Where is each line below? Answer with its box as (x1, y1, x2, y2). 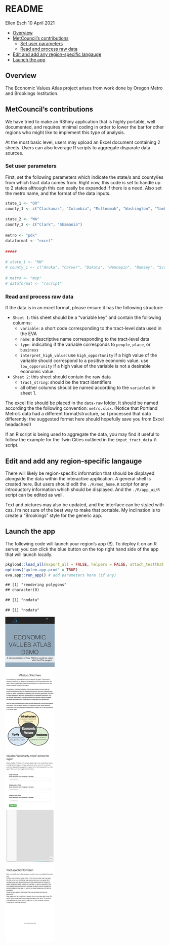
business (20, 348, 39, 353)
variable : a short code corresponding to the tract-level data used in (20, 325, 162, 332)
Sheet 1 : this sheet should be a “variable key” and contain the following (12, 314, 161, 320)
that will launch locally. (5, 551, 53, 558)
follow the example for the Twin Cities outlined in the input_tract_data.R (5, 437, 157, 443)
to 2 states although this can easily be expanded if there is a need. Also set (5, 185, 162, 191)
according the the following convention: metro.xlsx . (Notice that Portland (5, 405, 158, 411)
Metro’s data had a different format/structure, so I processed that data (5, 411, 151, 417)
